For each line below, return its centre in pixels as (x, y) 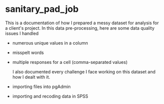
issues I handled (22, 33)
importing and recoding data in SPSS (50, 96)
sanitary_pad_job (42, 9)
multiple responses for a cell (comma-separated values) (70, 62)
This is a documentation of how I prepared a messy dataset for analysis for (82, 23)
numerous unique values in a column (50, 43)
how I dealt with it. (31, 77)
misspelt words (28, 52)
